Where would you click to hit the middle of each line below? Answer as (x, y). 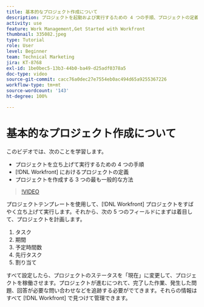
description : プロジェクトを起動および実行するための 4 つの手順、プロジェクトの (98, 18)
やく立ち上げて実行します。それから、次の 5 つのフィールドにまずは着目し (100, 211)
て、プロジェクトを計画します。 (46, 219)
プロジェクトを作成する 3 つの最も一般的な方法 (74, 179)
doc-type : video (27, 74)
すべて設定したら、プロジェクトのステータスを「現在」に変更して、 (91, 275)
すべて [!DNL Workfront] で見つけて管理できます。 (69, 298)
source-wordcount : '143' (38, 91)
